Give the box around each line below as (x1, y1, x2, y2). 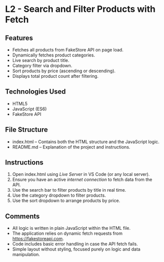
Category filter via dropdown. (12, 63, 73, 68)
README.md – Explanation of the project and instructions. (12, 144, 130, 150)
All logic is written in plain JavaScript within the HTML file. (12, 225, 131, 231)
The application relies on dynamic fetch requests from (12, 230, 123, 236)
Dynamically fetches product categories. (12, 52, 95, 58)
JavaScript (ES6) (12, 105, 47, 112)
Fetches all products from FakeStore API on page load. (12, 47, 123, 52)
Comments (5, 212, 40, 220)
